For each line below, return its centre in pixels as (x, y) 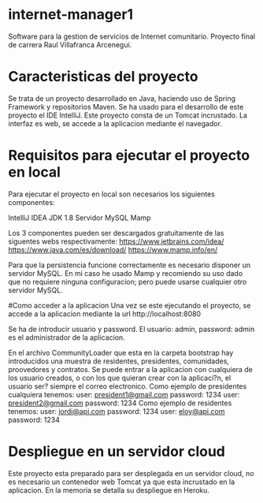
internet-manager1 (71, 15)
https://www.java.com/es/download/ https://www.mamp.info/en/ (113, 249)
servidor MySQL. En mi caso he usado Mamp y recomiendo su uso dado (126, 273)
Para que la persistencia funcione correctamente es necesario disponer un (129, 265)
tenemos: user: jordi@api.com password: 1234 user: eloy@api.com (117, 411)
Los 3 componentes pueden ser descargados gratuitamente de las (116, 233)
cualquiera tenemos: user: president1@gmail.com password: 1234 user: (124, 394)
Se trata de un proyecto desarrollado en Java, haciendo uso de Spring (122, 98)
